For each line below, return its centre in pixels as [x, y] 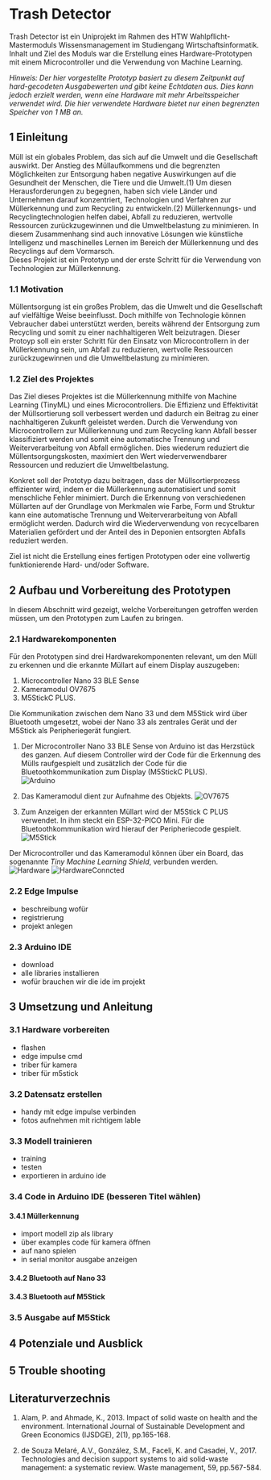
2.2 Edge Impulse [44, 891]
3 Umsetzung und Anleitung [81, 1007]
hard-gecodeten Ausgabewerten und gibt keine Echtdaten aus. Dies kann [131, 86]
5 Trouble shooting [57, 1371]
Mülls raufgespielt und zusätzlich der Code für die [104, 764]
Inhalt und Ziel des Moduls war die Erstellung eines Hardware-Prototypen [131, 53]
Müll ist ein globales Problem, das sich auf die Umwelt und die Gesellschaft [133, 156]
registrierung [42, 917]
